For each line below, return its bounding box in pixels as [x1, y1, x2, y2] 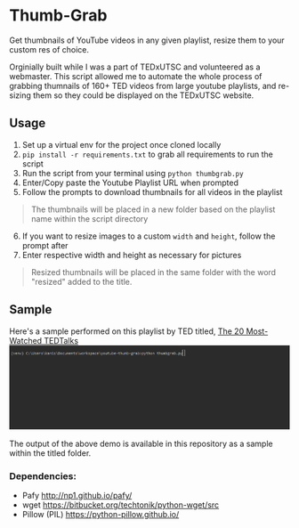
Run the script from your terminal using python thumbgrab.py [21, 167, 244, 178]
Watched [9, 335, 43, 345]
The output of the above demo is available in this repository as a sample [9, 438, 273, 450]
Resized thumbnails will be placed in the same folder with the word [30, 266, 277, 277]
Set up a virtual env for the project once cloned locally [21, 139, 222, 150]
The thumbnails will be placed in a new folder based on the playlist [30, 204, 276, 215]
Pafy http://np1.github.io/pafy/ [21, 491, 133, 501]
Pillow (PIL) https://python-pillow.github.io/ [21, 509, 180, 520]
